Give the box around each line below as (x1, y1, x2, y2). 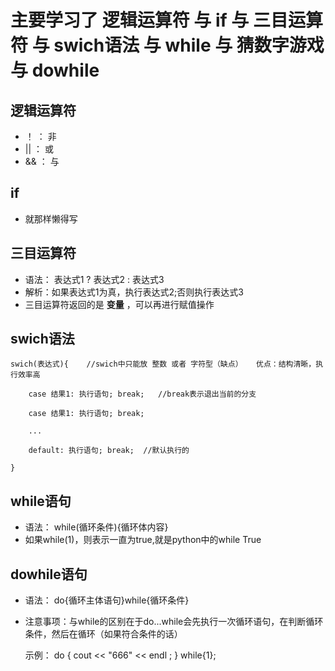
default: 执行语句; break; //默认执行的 (28, 446, 190, 456)
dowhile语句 (10, 566, 88, 583)
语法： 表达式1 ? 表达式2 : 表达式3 (24, 273, 165, 285)
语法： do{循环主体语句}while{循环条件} (24, 594, 190, 606)
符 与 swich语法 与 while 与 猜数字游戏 (10, 34, 325, 57)
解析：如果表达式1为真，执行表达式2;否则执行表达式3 (24, 286, 244, 298)
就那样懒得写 (24, 212, 78, 225)
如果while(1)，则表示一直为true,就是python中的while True (24, 534, 262, 546)
